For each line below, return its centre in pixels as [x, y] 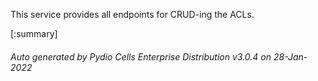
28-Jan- [290, 56]
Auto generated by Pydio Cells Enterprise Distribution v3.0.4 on [141, 56]
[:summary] [34, 33]
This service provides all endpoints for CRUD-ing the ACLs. [132, 14]
